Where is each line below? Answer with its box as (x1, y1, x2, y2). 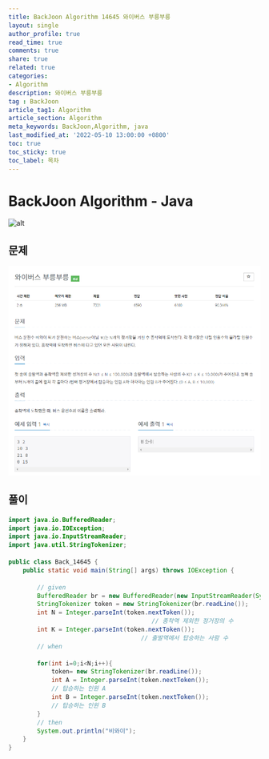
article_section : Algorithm (8, 114, 102, 122)
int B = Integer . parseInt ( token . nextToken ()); (50, 693, 210, 701)
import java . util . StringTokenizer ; (8, 541, 127, 549)
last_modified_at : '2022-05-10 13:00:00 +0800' (8, 131, 171, 139)
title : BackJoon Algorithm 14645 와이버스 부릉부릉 (8, 13, 171, 21)
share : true (8, 55, 48, 63)
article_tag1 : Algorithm (8, 106, 91, 114)
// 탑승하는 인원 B (50, 701, 106, 709)
